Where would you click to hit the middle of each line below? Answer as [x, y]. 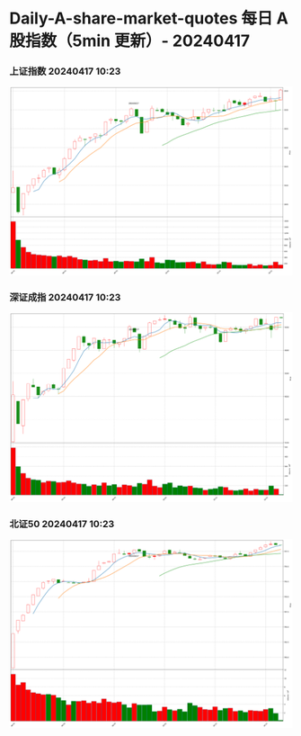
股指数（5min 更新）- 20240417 [130, 41]
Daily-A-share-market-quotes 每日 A [149, 18]
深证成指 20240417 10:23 [65, 298]
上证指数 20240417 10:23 [65, 71]
